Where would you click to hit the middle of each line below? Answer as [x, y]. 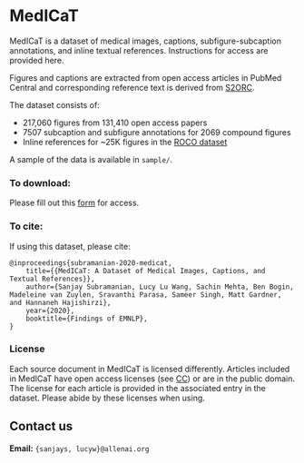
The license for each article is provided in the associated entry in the [137, 388]
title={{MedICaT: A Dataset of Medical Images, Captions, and [146, 271]
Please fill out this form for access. [74, 203]
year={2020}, [50, 310]
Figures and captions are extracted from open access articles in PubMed [146, 77]
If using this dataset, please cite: [70, 246]
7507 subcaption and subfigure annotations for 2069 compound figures [157, 132]
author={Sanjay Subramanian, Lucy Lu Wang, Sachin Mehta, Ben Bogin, [160, 287]
